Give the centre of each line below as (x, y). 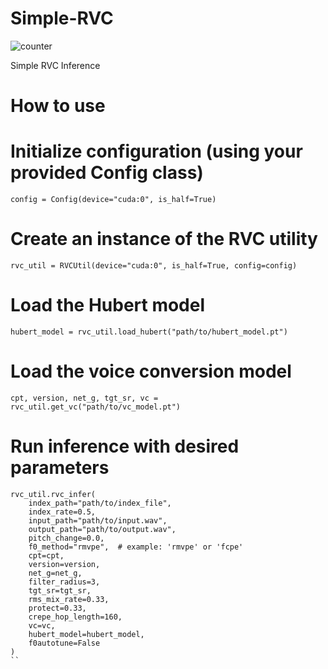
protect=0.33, (57, 608)
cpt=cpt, (46, 555)
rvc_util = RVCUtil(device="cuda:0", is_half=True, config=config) (154, 266)
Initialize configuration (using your (156, 151)
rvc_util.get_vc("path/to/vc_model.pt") (96, 407)
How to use (58, 106)
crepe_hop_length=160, (75, 617)
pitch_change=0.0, (66, 538)
